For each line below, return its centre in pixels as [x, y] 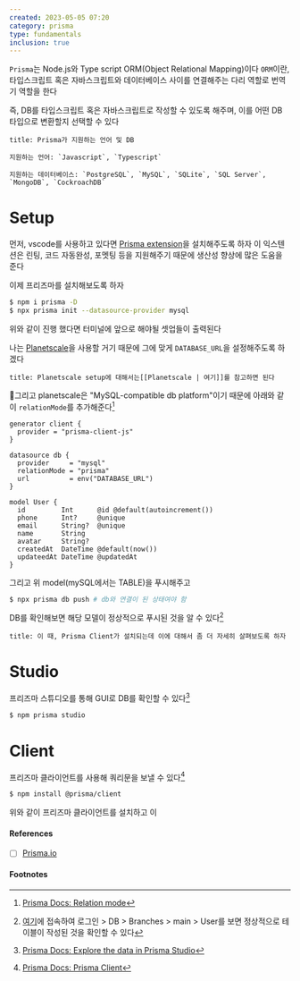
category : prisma [42, 26]
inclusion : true [39, 42]
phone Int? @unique [71, 518]
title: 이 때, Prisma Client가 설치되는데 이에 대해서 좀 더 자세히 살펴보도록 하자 [148, 637]
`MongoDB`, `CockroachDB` [57, 183]
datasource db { [39, 455]
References [31, 833]
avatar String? [54, 541]
